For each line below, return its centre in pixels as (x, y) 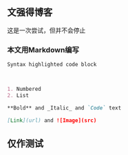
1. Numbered (24, 89)
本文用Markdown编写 (43, 50)
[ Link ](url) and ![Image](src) (52, 120)
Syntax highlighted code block (52, 65)
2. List (18, 95)
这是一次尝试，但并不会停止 (46, 30)
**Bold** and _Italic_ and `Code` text (64, 108)
